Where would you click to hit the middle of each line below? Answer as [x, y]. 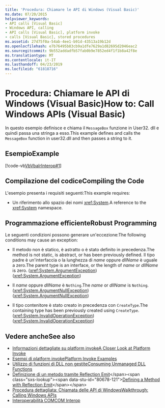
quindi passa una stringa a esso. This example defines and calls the [73, 133]
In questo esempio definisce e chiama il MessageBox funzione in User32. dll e [82, 128]
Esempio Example [32, 154]
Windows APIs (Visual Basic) [65, 114]
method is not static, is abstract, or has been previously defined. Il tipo [83, 255]
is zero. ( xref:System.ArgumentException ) [55, 270]
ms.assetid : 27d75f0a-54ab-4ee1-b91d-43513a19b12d [58, 42]
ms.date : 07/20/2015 [26, 14]
